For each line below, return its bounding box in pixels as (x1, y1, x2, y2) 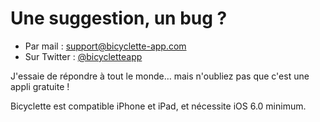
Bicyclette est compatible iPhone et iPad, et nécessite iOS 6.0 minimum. (10, 100, 307, 112)
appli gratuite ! (10, 80, 70, 92)
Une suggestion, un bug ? (10, 7, 228, 30)
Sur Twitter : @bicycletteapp (24, 50, 143, 62)
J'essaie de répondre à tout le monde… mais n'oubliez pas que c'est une (10, 70, 310, 82)
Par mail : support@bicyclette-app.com (24, 40, 187, 52)
